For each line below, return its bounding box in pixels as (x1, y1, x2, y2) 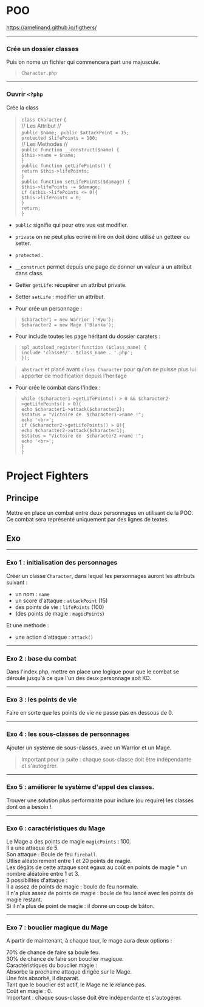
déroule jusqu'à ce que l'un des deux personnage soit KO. (6, 674, 152, 681)
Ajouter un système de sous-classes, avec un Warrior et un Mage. (6, 744, 172, 751)
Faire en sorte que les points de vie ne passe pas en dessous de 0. (6, 709, 174, 717)
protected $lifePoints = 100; (21, 135, 98, 141)
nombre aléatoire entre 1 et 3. (6, 870, 80, 878)
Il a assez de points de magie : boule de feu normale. (6, 883, 138, 890)
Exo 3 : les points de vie (6, 695, 77, 704)
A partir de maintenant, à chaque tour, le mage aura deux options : (6, 937, 172, 944)
